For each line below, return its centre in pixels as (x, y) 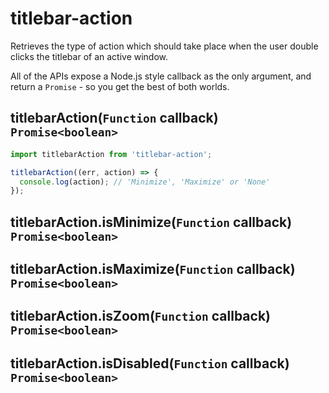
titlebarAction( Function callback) (114, 118)
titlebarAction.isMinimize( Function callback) (151, 222)
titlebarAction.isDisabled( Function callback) (150, 363)
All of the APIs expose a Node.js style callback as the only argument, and (161, 76)
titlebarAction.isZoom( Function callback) (140, 316)
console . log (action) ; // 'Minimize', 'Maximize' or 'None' (145, 182)
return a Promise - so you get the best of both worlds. (120, 86)
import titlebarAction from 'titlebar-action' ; (111, 154)
